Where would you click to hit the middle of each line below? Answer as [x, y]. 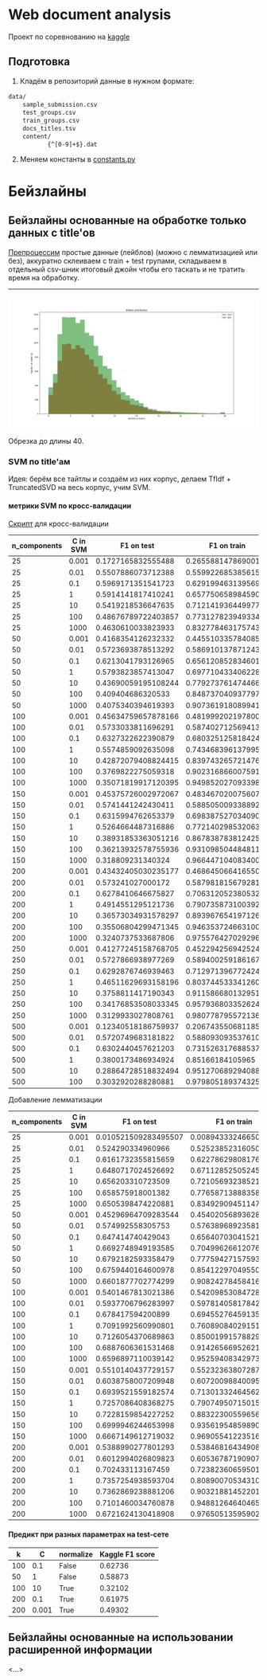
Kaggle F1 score [128, 1554]
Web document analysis [90, 15]
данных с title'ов [52, 233]
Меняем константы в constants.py [77, 159]
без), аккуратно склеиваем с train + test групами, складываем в [118, 260]
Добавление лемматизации [56, 1099]
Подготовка [39, 62]
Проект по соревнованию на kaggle [69, 37]
